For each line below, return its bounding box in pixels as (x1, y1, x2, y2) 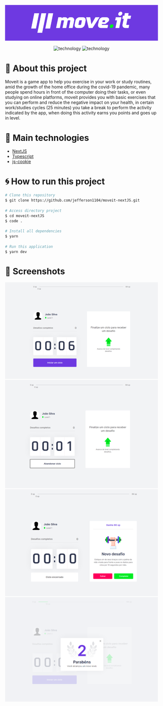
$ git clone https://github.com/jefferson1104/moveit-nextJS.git (5, 198, 140, 203)
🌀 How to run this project (5, 176, 105, 187)
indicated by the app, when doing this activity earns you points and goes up (5, 110, 157, 116)
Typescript (12, 154, 34, 159)
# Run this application (5, 244, 53, 249)
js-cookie (12, 158, 32, 165)
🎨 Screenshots (5, 266, 65, 277)
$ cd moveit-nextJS (5, 213, 45, 218)
